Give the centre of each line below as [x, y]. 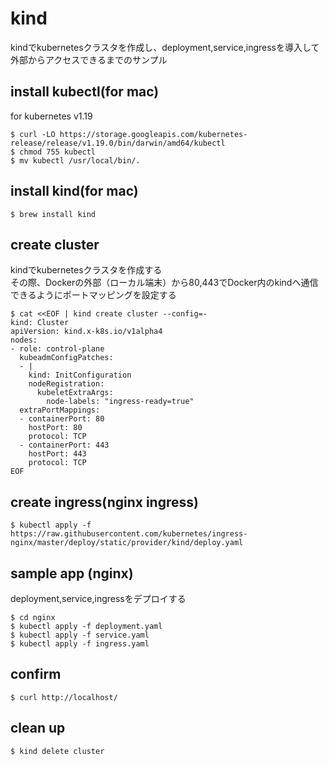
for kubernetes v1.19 [51, 116]
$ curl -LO [33, 134]
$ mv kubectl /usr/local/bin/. [75, 160]
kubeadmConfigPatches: [66, 358]
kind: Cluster [40, 323]
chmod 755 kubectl [58, 152]
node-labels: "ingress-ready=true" [120, 402]
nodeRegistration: [66, 384]
